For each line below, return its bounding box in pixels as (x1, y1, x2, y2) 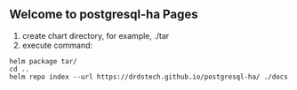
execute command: (21, 40, 93, 50)
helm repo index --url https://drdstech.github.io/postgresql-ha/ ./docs (9, 72, 289, 81)
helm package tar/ (9, 56, 77, 65)
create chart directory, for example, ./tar (21, 30, 170, 41)
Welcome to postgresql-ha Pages (9, 7, 198, 22)
